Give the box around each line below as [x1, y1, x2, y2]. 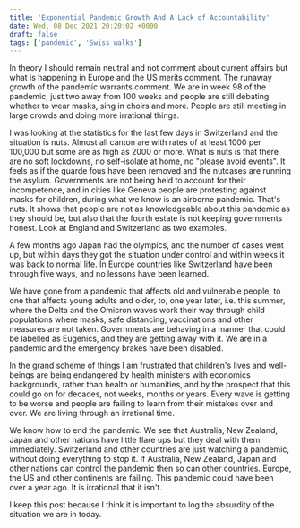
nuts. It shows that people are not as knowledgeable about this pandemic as [9, 203, 291, 215]
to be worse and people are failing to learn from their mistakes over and [9, 398, 274, 409]
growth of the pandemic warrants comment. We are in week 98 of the [9, 81, 267, 92]
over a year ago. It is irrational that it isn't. [9, 482, 163, 493]
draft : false [9, 30, 58, 38]
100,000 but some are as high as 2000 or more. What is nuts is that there [9, 147, 279, 158]
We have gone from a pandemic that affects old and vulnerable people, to [9, 285, 281, 296]
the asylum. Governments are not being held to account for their [9, 175, 246, 186]
